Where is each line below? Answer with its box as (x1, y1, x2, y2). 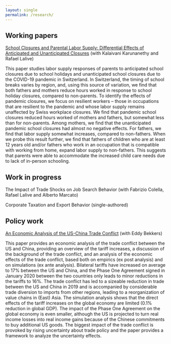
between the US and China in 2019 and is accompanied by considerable (5, 284, 157, 290)
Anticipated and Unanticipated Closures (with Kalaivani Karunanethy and (5, 50, 159, 56)
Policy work (5, 217, 44, 225)
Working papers (5, 31, 58, 40)
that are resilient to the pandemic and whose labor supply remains (5, 103, 145, 110)
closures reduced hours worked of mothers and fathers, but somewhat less (5, 115, 165, 121)
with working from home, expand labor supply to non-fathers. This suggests (5, 147, 166, 154)
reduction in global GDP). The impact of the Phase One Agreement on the (5, 305, 160, 311)
